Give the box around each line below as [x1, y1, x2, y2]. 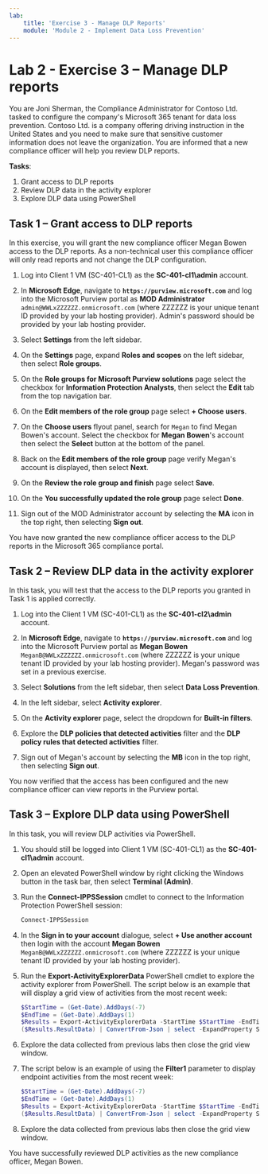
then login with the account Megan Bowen [20, 939, 161, 948]
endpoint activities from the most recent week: [20, 1072, 174, 1082]
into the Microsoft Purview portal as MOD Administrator [20, 294, 205, 304]
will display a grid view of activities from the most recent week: [20, 988, 227, 997]
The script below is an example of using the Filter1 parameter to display [20, 1063, 256, 1074]
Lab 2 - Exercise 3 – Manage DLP [9, 60, 229, 79]
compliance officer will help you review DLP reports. [9, 146, 181, 156]
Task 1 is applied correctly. [9, 593, 96, 603]
